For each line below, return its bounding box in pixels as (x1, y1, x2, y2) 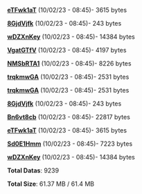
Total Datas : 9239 (7, 166, 60, 175)
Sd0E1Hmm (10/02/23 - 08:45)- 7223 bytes (7, 139, 133, 148)
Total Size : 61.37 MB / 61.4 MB (7, 180, 95, 188)
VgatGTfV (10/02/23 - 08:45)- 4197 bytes (7, 46, 127, 54)
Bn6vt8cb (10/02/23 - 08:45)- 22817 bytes (7, 113, 130, 121)
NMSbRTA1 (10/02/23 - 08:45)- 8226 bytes (7, 59, 132, 68)
